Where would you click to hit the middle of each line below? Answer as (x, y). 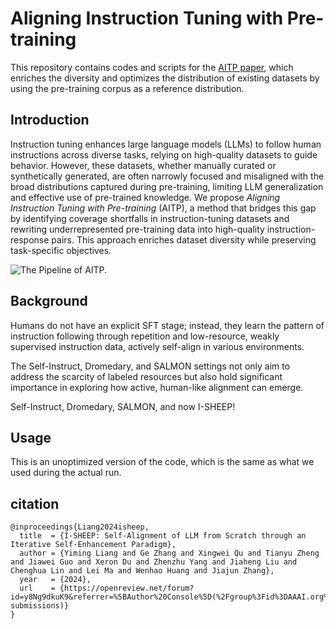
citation (35, 503)
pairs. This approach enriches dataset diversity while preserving (184, 239)
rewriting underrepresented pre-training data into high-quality (137, 229)
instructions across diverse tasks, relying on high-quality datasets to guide (164, 154)
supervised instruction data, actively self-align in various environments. (157, 346)
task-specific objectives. (61, 250)
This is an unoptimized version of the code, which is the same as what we (162, 462)
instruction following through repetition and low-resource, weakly (145, 336)
